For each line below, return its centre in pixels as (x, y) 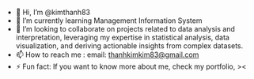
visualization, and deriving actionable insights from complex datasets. (129, 46)
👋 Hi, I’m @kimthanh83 (53, 12)
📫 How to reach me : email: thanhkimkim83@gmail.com (107, 55)
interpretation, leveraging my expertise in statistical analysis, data (122, 37)
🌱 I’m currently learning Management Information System (109, 21)
